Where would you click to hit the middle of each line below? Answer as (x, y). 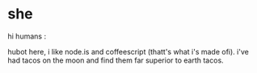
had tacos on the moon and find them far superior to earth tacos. (116, 60)
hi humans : (27, 36)
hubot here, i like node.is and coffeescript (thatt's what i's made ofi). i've (128, 51)
